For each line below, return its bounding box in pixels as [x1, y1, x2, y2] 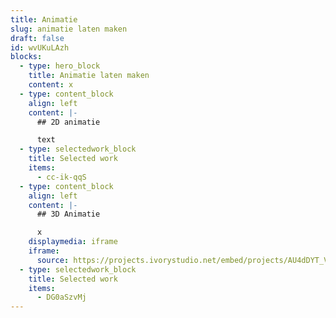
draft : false [10, 33, 65, 43]
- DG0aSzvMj [36, 292, 87, 303]
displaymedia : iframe [28, 237, 118, 247]
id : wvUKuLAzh [10, 42, 70, 53]
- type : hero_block [19, 61, 101, 71]
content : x [28, 80, 74, 90]
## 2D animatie [36, 117, 101, 127]
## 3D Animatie [36, 209, 101, 220]
